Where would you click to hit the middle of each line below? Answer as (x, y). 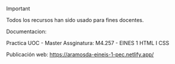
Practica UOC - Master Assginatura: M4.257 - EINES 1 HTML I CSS (88, 43)
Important (18, 9)
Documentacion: (26, 31)
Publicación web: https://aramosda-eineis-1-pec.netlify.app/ (80, 55)
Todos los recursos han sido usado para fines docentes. (75, 20)
